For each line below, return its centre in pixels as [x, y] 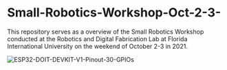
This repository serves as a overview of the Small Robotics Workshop [106, 32]
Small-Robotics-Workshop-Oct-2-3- [114, 13]
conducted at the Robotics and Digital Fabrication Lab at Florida [97, 38]
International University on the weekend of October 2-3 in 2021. [97, 46]
